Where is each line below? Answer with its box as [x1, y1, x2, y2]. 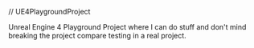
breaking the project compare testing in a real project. [8, 31, 186, 40]
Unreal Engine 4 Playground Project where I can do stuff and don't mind [8, 22, 247, 31]
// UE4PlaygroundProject [8, 7, 91, 16]
